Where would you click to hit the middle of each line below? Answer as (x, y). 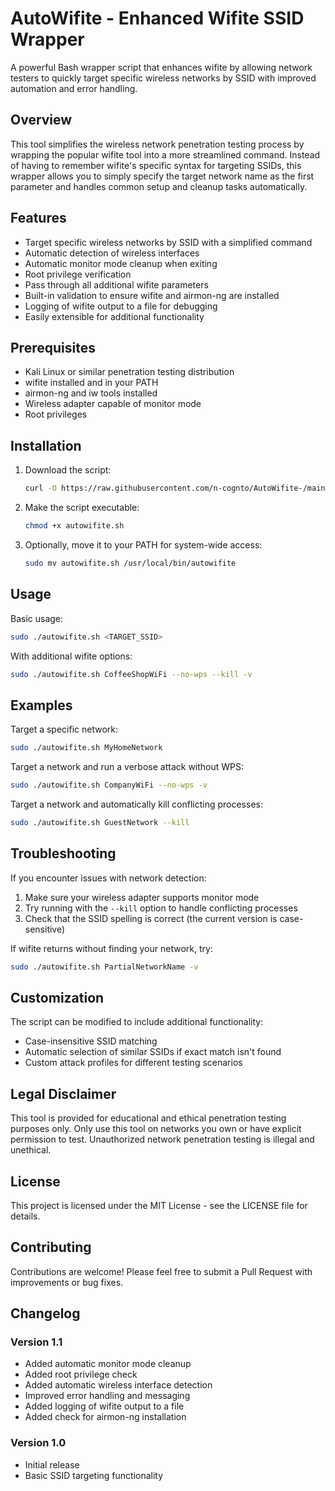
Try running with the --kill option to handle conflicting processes (161, 908)
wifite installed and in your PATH (91, 383)
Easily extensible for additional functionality (114, 316)
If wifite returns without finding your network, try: (111, 948)
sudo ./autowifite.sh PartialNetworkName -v (104, 967)
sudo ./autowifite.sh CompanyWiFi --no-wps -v (109, 785)
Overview (41, 120)
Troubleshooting (63, 853)
